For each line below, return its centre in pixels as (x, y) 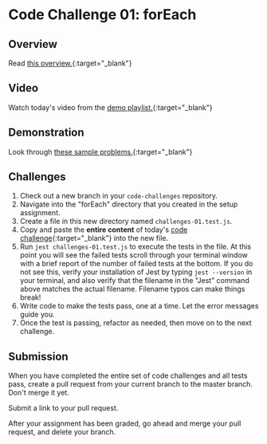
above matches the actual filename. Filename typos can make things (132, 289)
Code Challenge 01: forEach (102, 15)
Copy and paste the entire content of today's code (104, 230)
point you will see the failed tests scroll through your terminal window (134, 255)
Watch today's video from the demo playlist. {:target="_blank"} (110, 107)
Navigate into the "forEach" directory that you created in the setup (129, 204)
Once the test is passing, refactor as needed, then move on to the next (136, 323)
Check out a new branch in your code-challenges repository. (118, 196)
